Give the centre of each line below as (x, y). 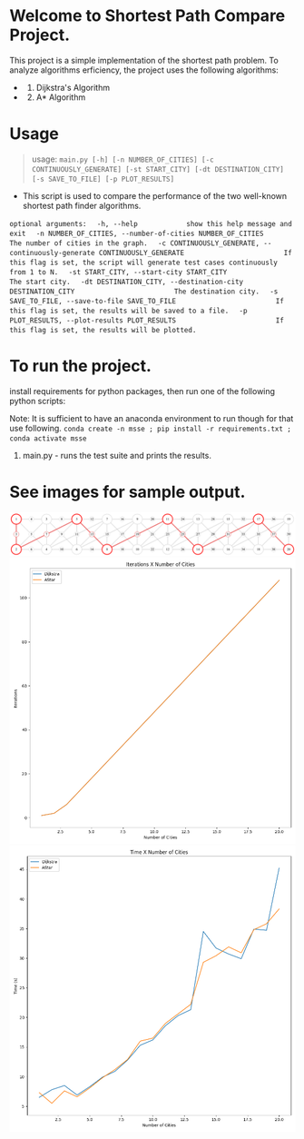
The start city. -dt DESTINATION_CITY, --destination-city (126, 282)
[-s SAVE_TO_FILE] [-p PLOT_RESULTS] (103, 179)
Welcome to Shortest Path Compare (147, 16)
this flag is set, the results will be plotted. (103, 330)
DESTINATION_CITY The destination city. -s (144, 292)
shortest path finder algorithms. (82, 205)
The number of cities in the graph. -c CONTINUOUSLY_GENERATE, (135, 243)
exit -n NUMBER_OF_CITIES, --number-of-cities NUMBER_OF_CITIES (137, 233)
